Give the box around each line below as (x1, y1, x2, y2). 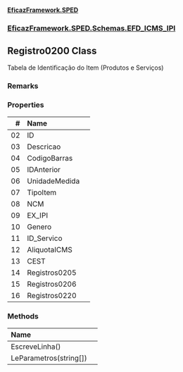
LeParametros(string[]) (11, 353, 87, 363)
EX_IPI (27, 210, 48, 220)
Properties (7, 100, 44, 110)
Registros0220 (27, 290, 77, 300)
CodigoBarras (27, 153, 73, 163)
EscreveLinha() (11, 342, 61, 352)
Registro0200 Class (7, 44, 97, 56)
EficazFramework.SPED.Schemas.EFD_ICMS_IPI (7, 23, 176, 33)
